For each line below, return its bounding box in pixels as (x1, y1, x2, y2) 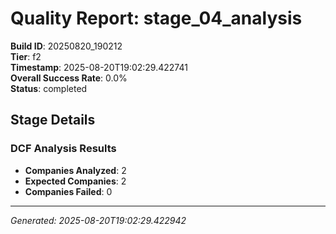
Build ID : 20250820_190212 (10, 40, 123, 52)
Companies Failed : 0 (24, 185, 113, 197)
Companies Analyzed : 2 (24, 164, 127, 176)
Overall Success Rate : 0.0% (10, 72, 128, 84)
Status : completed (10, 82, 88, 94)
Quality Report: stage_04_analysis (10, 7, 303, 30)
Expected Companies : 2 (24, 175, 127, 187)
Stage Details (10, 112, 96, 129)
